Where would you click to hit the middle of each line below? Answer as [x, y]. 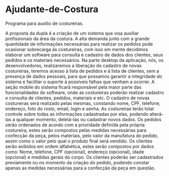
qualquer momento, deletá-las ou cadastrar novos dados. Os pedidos [89, 119]
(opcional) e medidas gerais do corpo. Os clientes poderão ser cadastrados [84, 157]
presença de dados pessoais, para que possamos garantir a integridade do [84, 76]
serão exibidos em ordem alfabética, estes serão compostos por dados [80, 146]
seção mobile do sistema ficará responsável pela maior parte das [73, 87]
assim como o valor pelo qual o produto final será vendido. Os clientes [79, 141]
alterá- [157, 114]
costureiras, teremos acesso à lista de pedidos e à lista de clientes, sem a [82, 71]
